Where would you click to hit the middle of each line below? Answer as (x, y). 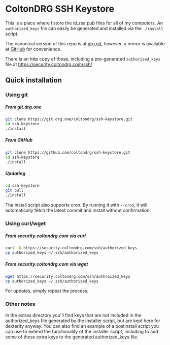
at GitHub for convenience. (33, 49)
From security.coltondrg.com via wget (47, 264)
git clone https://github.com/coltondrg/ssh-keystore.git (68, 152)
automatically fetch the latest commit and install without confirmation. (78, 210)
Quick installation (34, 80)
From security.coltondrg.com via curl (46, 236)
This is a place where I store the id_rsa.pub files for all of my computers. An (84, 23)
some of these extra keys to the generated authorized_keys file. (72, 337)
